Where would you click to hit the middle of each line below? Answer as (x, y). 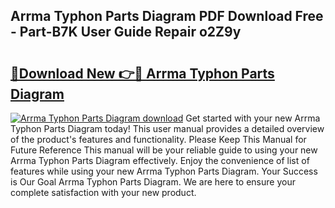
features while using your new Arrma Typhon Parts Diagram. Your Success (164, 171)
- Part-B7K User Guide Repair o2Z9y (126, 32)
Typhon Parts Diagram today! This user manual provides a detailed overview (167, 128)
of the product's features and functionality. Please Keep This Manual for (158, 139)
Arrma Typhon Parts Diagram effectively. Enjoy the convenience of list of (160, 160)
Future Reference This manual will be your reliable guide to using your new (164, 150)
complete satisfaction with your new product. (103, 192)
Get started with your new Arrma (253, 118)
